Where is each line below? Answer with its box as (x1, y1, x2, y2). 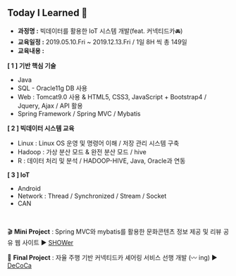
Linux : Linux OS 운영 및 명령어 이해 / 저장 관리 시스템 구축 (17, 139, 180, 147)
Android (17, 184, 41, 192)
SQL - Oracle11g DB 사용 (17, 84, 88, 92)
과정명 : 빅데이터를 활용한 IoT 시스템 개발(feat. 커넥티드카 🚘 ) (17, 26, 183, 35)
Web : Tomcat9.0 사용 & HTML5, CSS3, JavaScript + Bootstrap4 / (17, 92, 206, 101)
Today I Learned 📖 (7, 7, 88, 19)
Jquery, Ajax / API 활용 (17, 101, 83, 110)
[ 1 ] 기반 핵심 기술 (7, 61, 56, 70)
